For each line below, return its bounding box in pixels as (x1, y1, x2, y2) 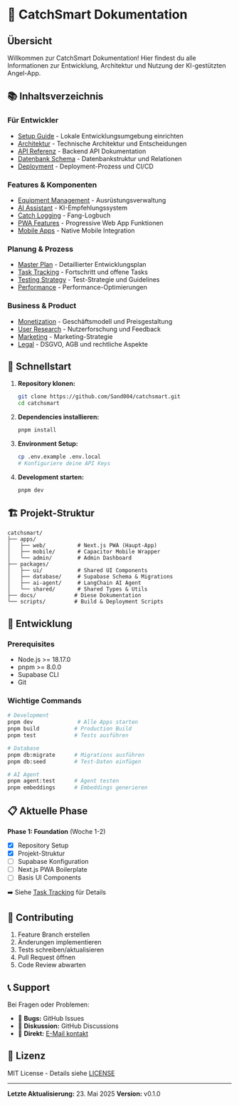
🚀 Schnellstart (7, 360, 72, 372)
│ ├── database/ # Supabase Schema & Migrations (7, 574, 174, 581)
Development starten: (17, 472, 84, 481)
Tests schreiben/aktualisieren (17, 945, 105, 954)
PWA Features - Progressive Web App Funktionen (17, 218, 164, 227)
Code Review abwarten (17, 961, 87, 969)
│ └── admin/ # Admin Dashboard (7, 554, 132, 562)
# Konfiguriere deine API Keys (17, 459, 111, 467)
